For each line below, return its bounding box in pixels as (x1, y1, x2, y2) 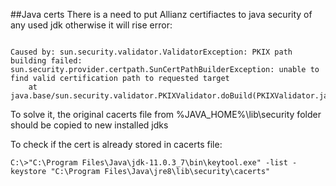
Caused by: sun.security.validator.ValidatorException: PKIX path (10, 47, 293, 57)
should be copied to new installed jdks (10, 119, 169, 131)
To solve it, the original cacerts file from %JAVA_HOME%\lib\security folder (10, 109, 322, 120)
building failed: (10, 56, 83, 66)
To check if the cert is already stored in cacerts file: (10, 139, 223, 150)
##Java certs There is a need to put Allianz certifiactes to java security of (10, 9, 313, 20)
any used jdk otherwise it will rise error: (10, 19, 173, 31)
